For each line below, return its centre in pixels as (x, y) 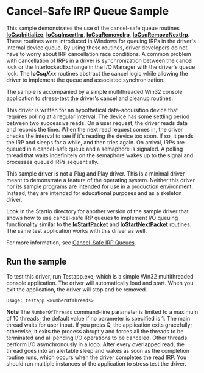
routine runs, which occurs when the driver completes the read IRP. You (97, 357)
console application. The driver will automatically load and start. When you (100, 283)
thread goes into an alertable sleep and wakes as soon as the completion (98, 350)
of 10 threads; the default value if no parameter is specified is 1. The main (98, 318)
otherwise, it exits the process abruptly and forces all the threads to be (95, 331)
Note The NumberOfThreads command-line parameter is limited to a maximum (102, 311)
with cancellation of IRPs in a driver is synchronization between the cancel (100, 60)
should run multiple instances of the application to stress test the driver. (97, 363)
